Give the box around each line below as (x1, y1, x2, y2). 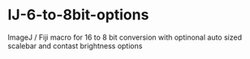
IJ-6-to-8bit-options (7, 6, 149, 24)
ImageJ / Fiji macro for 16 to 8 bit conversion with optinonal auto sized (7, 32, 243, 42)
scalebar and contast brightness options (7, 40, 143, 50)
